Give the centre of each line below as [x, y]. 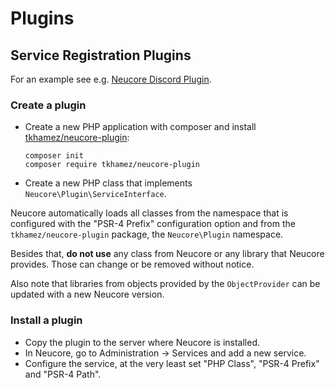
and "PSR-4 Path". [63, 374]
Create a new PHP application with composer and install [140, 127]
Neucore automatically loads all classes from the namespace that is [149, 213]
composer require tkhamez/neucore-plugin [112, 165]
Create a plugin [48, 105]
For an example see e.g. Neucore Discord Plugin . [111, 79]
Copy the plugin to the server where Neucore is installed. [142, 342]
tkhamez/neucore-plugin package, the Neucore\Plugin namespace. [147, 234]
